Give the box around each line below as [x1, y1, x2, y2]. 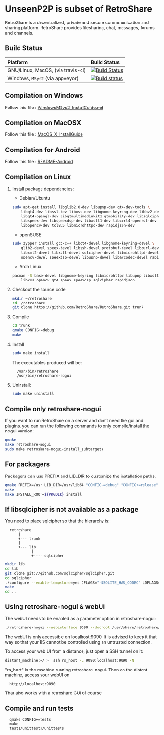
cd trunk [12, 324, 30, 328]
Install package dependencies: [12, 186, 74, 192]
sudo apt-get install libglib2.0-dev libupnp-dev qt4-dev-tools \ [12, 205, 150, 210]
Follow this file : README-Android [5, 159, 73, 165]
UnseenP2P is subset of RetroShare [5, 3, 153, 15]
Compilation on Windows [5, 91, 83, 100]
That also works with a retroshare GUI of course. [5, 690, 103, 696]
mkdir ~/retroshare [12, 296, 52, 301]
